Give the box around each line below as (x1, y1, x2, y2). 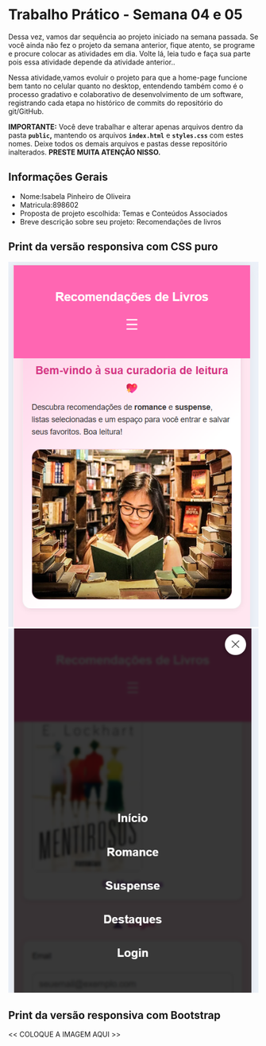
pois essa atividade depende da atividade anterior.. (8, 57, 175, 67)
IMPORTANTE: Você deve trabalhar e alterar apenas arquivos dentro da (8, 122, 244, 131)
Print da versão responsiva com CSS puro (8, 240, 218, 254)
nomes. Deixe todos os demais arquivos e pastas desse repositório (8, 139, 228, 148)
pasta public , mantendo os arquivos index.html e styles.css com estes (8, 130, 244, 140)
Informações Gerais (8, 170, 109, 184)
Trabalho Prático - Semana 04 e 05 (8, 6, 243, 24)
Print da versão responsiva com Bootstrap (8, 1009, 221, 1022)
